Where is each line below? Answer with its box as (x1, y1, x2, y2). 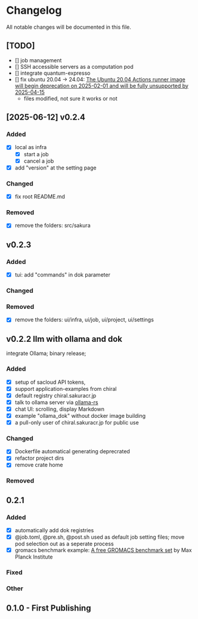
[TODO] (6, 41, 35, 51)
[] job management (14, 56, 62, 63)
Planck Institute (14, 553, 53, 560)
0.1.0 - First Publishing (6, 603, 91, 613)
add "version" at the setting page (14, 164, 97, 171)
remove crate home (14, 462, 63, 469)
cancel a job (23, 157, 54, 165)
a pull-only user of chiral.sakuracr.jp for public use (14, 418, 139, 426)
